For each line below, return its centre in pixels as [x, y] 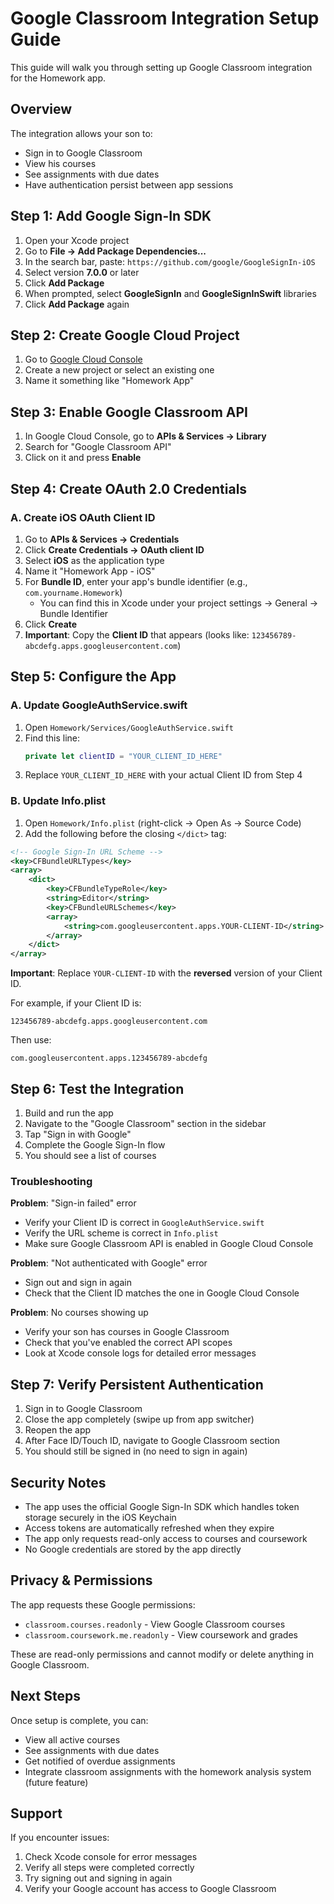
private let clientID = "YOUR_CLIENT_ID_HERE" [123, 756]
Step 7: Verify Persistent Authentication [137, 1384]
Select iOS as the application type [94, 560]
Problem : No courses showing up [79, 1313]
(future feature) [56, 1782]
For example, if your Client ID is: [76, 1003]
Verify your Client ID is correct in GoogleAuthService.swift [144, 1223]
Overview [41, 109]
